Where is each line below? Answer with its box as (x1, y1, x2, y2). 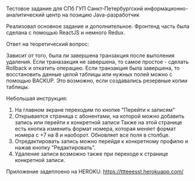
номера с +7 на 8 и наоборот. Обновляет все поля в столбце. (14, 131, 170, 138)
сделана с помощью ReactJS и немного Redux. (6, 29, 125, 36)
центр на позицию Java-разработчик (45, 11, 140, 18)
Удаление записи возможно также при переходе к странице (14, 150, 168, 157)
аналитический (6, 11, 45, 18)
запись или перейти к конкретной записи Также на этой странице (14, 119, 183, 126)
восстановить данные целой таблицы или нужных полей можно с (6, 71, 173, 77)
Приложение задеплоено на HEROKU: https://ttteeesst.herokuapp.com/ (6, 168, 184, 175)
